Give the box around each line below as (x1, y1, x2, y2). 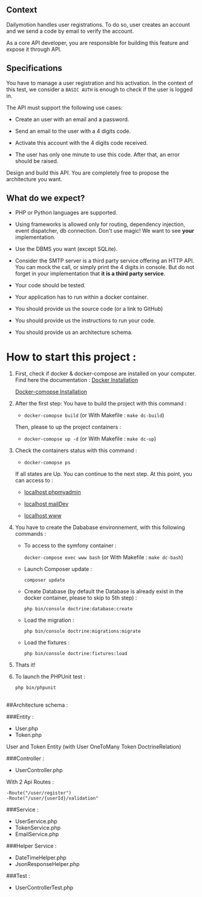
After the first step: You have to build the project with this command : (15, 400, 187, 407)
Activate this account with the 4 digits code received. (15, 139, 148, 146)
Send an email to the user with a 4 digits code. (15, 127, 131, 135)
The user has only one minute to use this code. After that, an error (15, 151, 180, 158)
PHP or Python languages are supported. (15, 209, 118, 216)
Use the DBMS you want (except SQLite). (15, 245, 118, 253)
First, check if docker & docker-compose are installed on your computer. (15, 370, 197, 378)
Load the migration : (24, 616, 74, 624)
